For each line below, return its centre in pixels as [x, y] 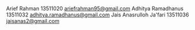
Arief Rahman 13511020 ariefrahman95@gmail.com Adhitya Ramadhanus [95, 9]
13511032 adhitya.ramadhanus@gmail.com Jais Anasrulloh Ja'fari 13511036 [97, 15]
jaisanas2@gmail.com [33, 21]
